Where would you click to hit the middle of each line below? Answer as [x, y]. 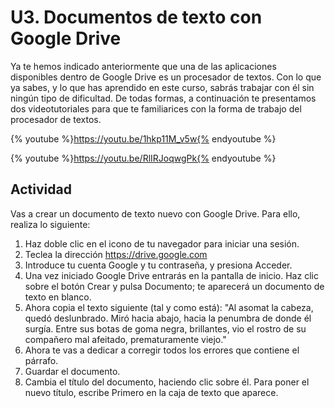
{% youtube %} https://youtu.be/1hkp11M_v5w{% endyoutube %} [143, 138]
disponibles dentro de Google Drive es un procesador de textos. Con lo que [166, 77]
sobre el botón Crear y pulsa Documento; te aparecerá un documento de [174, 286]
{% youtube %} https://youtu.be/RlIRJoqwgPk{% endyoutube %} [143, 158]
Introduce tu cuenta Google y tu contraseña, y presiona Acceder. [158, 265]
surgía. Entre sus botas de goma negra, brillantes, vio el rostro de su [165, 328]
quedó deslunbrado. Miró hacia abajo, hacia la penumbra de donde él [168, 318]
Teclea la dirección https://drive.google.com [116, 254]
